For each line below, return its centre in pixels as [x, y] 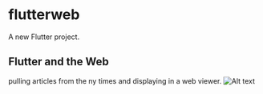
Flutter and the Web [59, 62]
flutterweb [44, 15]
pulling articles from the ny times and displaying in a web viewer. [115, 80]
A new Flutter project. [44, 37]
